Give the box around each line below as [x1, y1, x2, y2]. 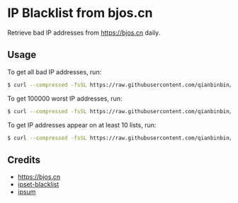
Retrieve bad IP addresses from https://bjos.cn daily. [7, 28, 161, 37]
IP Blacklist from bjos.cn [7, 5, 154, 21]
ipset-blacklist [17, 180, 59, 189]
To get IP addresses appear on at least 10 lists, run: [7, 120, 157, 129]
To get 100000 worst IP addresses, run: [7, 94, 123, 103]
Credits [7, 153, 41, 166]
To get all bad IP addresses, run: [7, 67, 102, 76]
